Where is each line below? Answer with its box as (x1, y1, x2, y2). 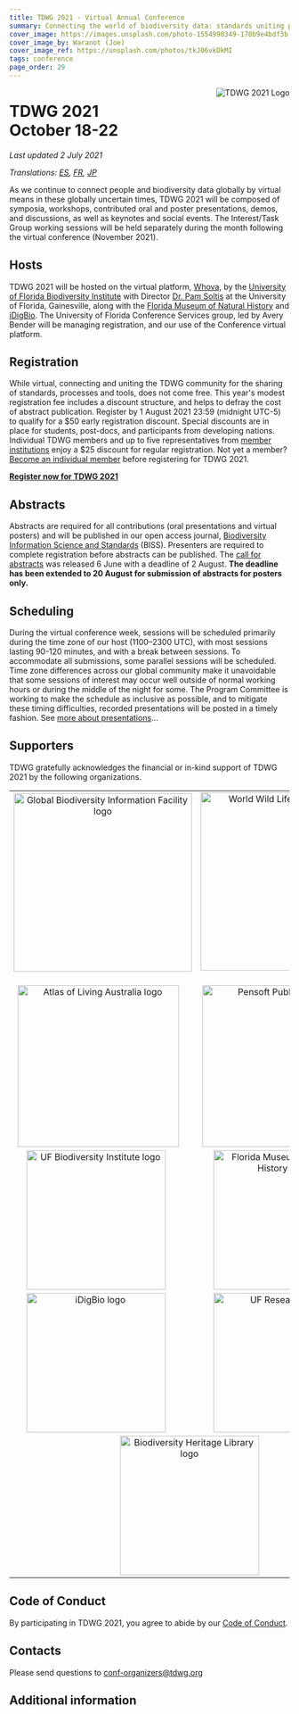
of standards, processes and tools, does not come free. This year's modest (9, 387, 286, 398)
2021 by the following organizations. (9, 771, 142, 782)
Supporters (9, 738, 74, 754)
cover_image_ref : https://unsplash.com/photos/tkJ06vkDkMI (9, 46, 233, 55)
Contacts (9, 1644, 62, 1659)
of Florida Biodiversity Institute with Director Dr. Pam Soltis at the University (9, 291, 287, 302)
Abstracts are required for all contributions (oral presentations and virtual (9, 521, 278, 532)
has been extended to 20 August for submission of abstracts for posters (9, 568, 283, 579)
